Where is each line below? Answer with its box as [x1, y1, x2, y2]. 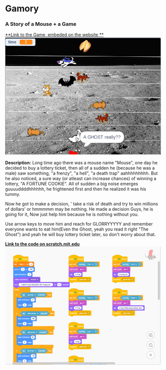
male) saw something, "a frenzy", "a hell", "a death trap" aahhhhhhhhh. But [5, 170, 158, 176]
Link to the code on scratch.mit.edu [5, 241, 80, 247]
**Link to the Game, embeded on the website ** [5, 32, 104, 38]
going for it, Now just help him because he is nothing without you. [5, 211, 139, 218]
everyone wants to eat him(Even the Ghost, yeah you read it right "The [5, 226, 149, 232]
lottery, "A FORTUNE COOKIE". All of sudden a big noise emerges [5, 181, 138, 187]
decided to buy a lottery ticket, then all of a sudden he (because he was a [5, 165, 155, 171]
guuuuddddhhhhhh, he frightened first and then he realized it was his [5, 186, 147, 192]
